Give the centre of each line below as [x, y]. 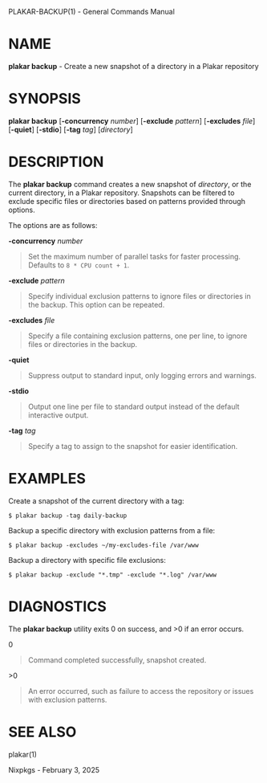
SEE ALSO [42, 732]
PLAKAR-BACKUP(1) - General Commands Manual [91, 12]
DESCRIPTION [56, 162]
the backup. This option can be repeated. [96, 304]
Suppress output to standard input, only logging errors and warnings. [142, 375]
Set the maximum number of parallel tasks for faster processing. [134, 256]
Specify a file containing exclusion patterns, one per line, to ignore [138, 336]
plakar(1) [23, 754]
